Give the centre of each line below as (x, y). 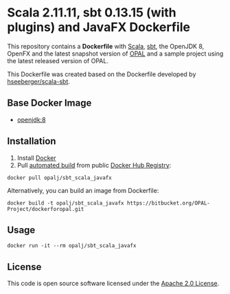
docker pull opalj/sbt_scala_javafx (59, 178)
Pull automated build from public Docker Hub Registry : (94, 165)
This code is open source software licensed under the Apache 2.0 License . (113, 284)
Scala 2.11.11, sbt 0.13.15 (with (92, 13)
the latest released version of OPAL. (58, 60)
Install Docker (36, 158)
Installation (32, 141)
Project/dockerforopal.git (46, 209)
